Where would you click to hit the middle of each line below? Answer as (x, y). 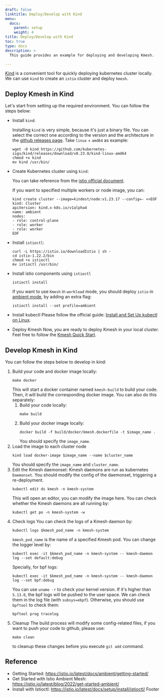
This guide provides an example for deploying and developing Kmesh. (82, 55)
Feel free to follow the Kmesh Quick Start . (54, 335)
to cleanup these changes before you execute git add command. (78, 646)
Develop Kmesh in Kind (41, 350)
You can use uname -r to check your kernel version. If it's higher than (82, 589)
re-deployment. (28, 480)
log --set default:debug (37, 558)
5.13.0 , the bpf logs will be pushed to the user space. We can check (81, 595)
